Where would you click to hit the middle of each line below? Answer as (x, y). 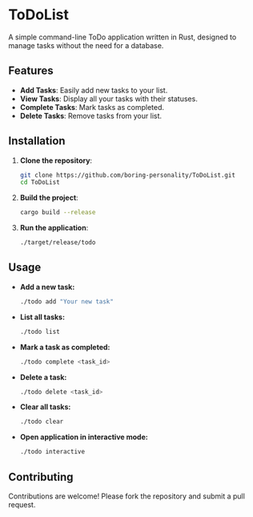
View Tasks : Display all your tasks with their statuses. (108, 99)
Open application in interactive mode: (84, 437)
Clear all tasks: (45, 407)
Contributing (41, 476)
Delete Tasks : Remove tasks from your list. (91, 116)
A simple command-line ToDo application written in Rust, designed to (122, 37)
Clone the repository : (56, 160)
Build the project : (49, 197)
